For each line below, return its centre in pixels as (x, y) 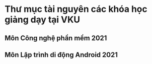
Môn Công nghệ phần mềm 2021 (56, 38)
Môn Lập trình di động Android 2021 (61, 55)
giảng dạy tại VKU (42, 20)
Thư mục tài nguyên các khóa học (76, 9)
